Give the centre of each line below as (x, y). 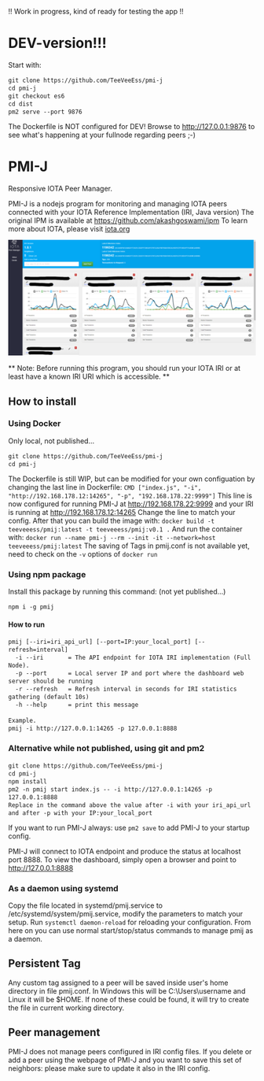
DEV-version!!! (58, 43)
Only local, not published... (51, 441)
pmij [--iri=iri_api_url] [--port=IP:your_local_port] (100, 642)
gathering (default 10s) (49, 697)
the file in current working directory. (66, 1008)
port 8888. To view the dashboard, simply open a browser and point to (123, 859)
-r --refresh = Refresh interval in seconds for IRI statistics (126, 689)
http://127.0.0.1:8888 (41, 868)
